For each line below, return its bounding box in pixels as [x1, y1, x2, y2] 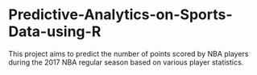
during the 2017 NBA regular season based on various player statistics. [8, 57, 244, 67]
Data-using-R [8, 22, 102, 41]
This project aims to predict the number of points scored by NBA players [8, 49, 249, 58]
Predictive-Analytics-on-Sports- [8, 6, 233, 24]
